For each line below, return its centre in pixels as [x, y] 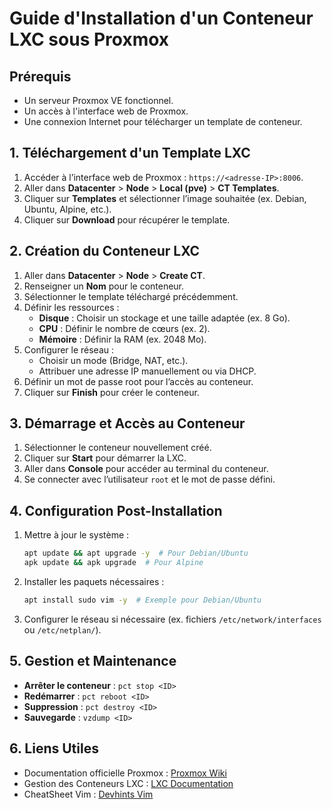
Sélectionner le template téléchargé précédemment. [131, 296]
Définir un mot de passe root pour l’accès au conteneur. [138, 381]
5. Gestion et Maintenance [93, 661]
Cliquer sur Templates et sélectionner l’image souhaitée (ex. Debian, [165, 198]
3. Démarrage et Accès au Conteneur [127, 423]
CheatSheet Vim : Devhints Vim [88, 794]
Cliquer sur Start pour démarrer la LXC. [105, 458]
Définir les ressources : [71, 307]
